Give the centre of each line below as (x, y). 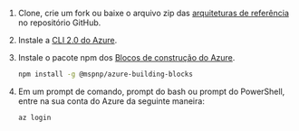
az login (34, 117)
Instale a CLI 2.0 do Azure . (68, 40)
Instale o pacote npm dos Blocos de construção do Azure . (126, 57)
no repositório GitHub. (59, 23)
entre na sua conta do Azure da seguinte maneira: (111, 101)
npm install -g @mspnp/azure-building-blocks (105, 74)
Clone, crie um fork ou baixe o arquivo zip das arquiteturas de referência (154, 13)
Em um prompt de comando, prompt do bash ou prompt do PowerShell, (151, 91)
